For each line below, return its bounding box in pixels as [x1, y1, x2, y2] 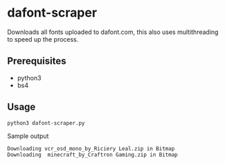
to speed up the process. [7, 35, 79, 43]
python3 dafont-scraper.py [7, 119, 85, 126]
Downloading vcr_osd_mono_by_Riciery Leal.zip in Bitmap [7, 145, 175, 152]
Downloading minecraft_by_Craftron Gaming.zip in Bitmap [7, 151, 178, 158]
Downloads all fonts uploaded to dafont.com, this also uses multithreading [7, 28, 219, 36]
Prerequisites [7, 55, 66, 67]
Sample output [7, 132, 49, 140]
